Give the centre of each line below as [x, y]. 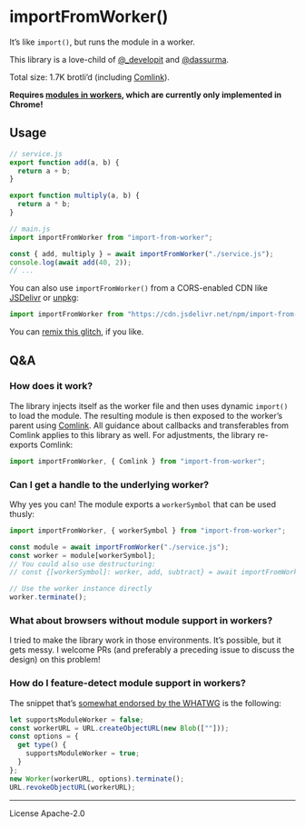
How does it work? [51, 386]
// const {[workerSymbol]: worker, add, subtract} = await [123, 573]
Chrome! [26, 104]
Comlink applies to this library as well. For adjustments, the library [133, 434]
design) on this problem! [55, 660]
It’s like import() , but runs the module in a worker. [102, 42]
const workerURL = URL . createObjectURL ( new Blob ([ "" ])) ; [119, 728]
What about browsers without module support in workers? [141, 621]
